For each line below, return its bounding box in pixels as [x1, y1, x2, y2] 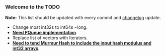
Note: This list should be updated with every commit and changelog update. [5, 15, 161, 21]
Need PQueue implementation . [12, 30, 78, 36]
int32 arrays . [12, 46, 40, 52]
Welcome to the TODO [5, 3, 60, 10]
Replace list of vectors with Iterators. [12, 35, 88, 41]
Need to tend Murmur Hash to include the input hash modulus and [12, 40, 152, 46]
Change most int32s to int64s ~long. [12, 24, 88, 30]
